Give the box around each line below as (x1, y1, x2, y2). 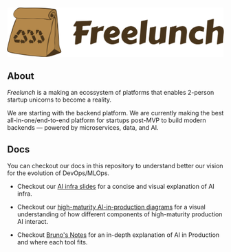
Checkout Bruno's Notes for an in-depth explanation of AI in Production (16, 231, 220, 239)
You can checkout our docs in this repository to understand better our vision (7, 162, 223, 170)
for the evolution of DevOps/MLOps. (7, 169, 110, 177)
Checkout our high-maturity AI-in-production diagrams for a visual (16, 203, 206, 211)
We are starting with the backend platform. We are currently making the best (7, 109, 224, 117)
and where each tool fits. (16, 238, 88, 247)
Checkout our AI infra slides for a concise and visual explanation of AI (16, 183, 214, 191)
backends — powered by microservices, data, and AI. (7, 124, 159, 132)
